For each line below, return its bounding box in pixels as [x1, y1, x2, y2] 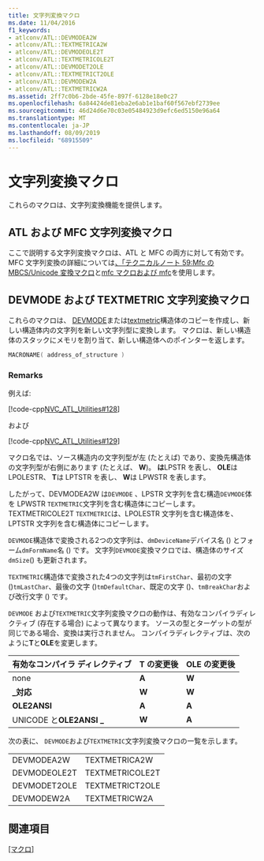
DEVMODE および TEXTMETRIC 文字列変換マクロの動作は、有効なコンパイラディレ [8, 608, 256, 618]
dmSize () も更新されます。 [8, 556, 91, 565]
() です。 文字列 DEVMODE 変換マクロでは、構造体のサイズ [65, 545, 244, 555]
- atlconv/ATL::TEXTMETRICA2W [8, 41, 108, 49]
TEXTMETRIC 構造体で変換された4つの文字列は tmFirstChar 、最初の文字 [8, 572, 232, 582]
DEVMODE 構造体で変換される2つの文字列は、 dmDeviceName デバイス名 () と [8, 536, 240, 545]
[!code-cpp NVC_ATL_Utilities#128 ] [8, 404, 121, 414]
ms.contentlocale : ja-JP [8, 122, 90, 129]
